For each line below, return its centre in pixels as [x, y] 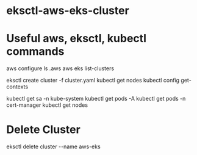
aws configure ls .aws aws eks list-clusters [60, 68]
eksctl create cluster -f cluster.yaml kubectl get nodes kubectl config [93, 81]
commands [35, 52]
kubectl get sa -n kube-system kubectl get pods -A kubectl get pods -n [96, 99]
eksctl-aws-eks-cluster [68, 11]
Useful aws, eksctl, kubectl [77, 39]
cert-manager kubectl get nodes [47, 105]
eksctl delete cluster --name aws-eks [53, 146]
